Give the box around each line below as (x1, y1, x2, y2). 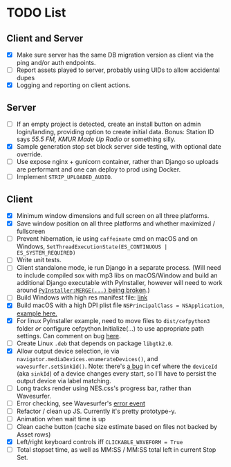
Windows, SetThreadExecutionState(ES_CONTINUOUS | (16, 242, 167, 250)
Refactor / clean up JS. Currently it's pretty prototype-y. (16, 407, 176, 415)
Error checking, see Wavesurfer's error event (16, 399, 146, 408)
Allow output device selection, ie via (16, 347, 120, 355)
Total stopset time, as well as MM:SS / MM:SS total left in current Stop (16, 446, 216, 454)
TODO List (6, 5, 66, 21)
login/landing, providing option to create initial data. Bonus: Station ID (16, 128, 214, 136)
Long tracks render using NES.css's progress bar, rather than (16, 384, 192, 392)
